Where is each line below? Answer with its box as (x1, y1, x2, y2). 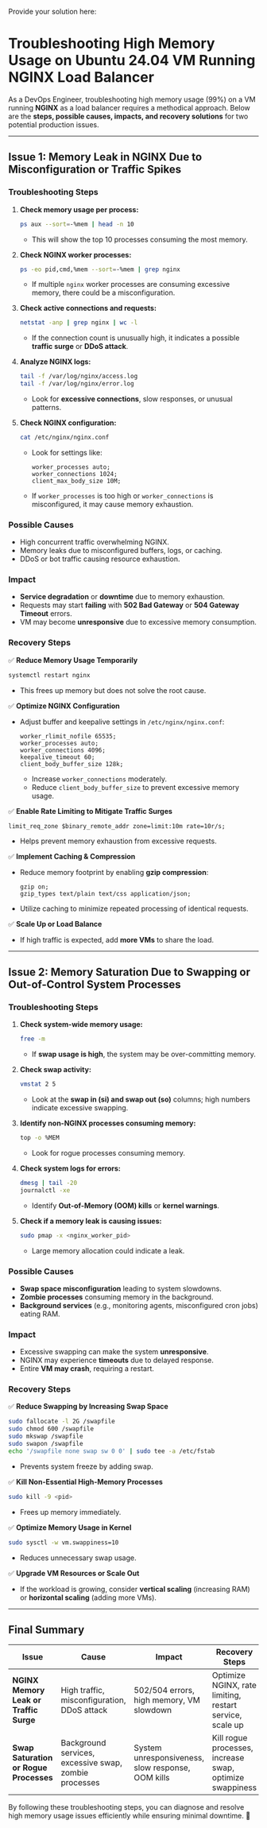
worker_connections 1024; (31, 470, 118, 478)
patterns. (31, 403, 62, 412)
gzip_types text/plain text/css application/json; (19, 889, 192, 897)
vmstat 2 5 (19, 1080, 56, 1088)
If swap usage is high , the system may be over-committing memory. (31, 1049, 257, 1059)
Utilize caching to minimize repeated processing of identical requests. (19, 904, 249, 913)
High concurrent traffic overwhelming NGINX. (19, 537, 169, 547)
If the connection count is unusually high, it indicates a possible (31, 333, 240, 343)
